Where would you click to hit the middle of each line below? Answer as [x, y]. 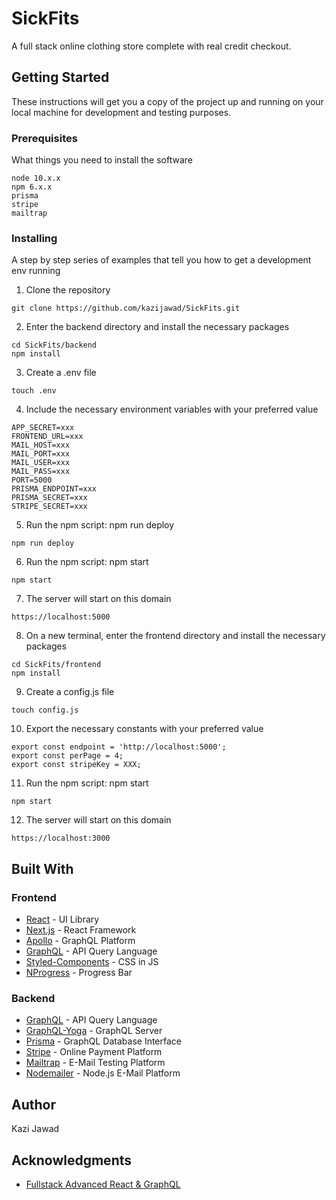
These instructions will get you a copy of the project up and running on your [167, 101]
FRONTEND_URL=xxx [47, 437]
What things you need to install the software [102, 160]
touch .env [34, 391]
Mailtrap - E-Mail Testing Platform [95, 1063]
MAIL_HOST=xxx [41, 445]
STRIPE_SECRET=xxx [49, 507]
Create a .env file [61, 373]
